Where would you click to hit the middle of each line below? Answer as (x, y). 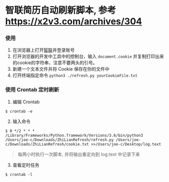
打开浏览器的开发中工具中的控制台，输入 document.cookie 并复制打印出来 (88, 57)
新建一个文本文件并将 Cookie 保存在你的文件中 (61, 69)
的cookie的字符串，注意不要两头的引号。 (55, 63)
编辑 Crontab (26, 102)
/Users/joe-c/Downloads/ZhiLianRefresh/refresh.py (60, 140)
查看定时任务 (26, 165)
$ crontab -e (19, 111)
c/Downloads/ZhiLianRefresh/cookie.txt (47, 144)
